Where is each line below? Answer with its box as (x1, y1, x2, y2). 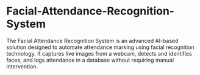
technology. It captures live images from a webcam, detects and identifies (6, 50, 192, 57)
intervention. (6, 62, 38, 70)
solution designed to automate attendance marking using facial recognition (6, 44, 195, 51)
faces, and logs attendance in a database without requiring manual (6, 56, 174, 64)
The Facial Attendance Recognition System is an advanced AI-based (6, 37, 179, 44)
